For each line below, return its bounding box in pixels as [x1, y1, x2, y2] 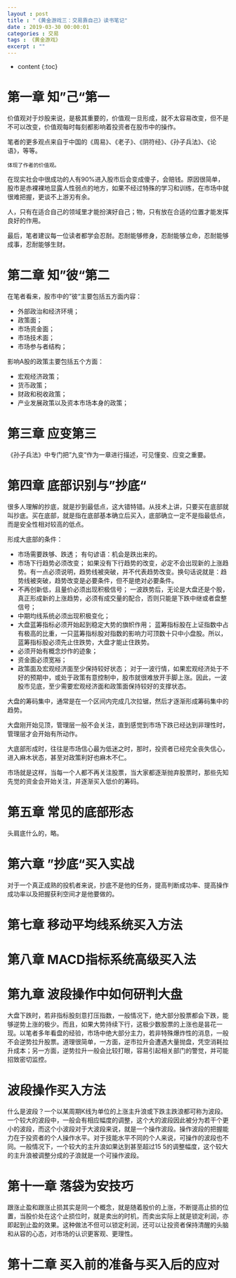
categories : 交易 [7, 30, 59, 37]
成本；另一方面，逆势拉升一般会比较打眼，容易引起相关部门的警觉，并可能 [13, 1046, 229, 1055]
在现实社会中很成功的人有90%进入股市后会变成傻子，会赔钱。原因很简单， [7, 175, 225, 183]
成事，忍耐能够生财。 [7, 240, 69, 249]
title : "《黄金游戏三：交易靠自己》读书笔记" [7, 17, 128, 24]
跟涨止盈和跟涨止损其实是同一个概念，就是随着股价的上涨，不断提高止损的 [7, 1203, 223, 1211]
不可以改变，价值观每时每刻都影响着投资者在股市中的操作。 [7, 123, 180, 131]
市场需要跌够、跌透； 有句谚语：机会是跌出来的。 [17, 550, 162, 558]
